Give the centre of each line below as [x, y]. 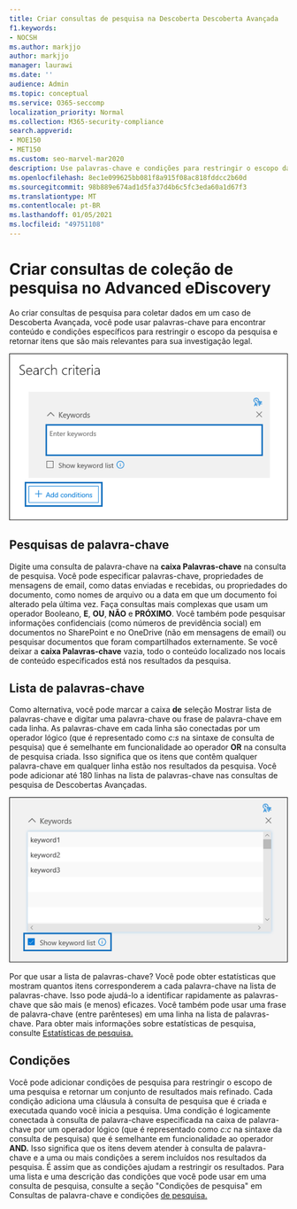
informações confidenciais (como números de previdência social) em [135, 623]
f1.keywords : [33, 28]
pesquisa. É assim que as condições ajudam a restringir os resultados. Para [147, 1166]
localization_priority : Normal [67, 112]
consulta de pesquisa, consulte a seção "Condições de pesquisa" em [136, 1186]
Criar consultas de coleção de [122, 269]
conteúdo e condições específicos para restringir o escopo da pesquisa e [144, 331]
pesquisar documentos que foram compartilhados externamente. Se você [144, 642]
